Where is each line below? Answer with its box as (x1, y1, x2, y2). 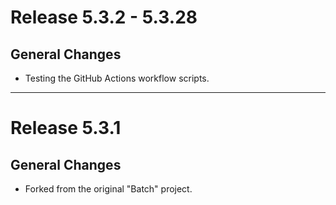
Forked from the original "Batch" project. (24, 183, 193, 195)
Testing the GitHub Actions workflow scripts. (24, 72, 210, 84)
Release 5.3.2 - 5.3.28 (10, 6, 198, 29)
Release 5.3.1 (10, 117, 122, 140)
